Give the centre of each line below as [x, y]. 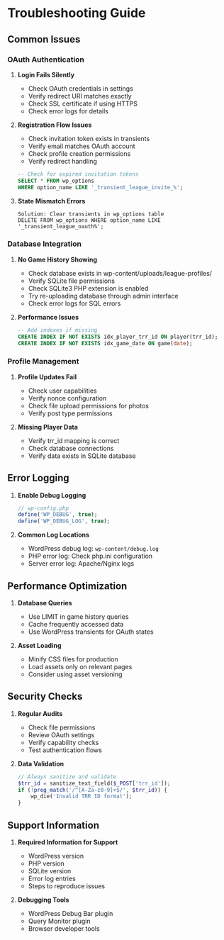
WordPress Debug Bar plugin [71, 913]
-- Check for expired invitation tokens [78, 174]
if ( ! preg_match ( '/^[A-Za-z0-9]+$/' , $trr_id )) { [93, 790]
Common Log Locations [54, 535]
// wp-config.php [43, 508]
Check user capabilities [62, 391]
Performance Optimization [67, 586]
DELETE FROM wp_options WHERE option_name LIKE [89, 220]
